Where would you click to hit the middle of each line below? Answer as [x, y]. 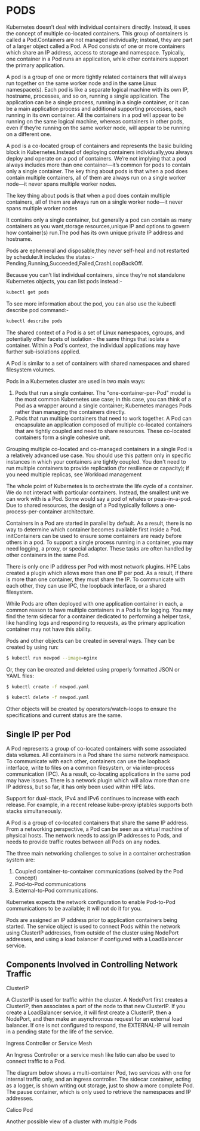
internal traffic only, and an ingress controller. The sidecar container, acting [99, 1079]
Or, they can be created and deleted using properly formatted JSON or [93, 669]
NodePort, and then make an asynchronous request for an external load [95, 1018]
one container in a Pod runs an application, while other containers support [97, 59]
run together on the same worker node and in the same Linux [81, 83]
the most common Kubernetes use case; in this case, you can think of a [103, 399]
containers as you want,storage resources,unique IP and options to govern [98, 226]
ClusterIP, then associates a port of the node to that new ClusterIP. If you [96, 1006]
